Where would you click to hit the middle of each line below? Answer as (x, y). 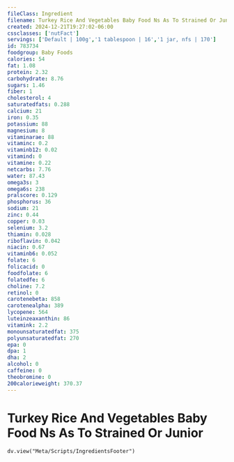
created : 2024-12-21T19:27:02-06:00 (60, 27)
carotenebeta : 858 (34, 299)
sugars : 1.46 (26, 85)
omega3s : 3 (23, 182)
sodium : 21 (23, 209)
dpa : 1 (17, 351)
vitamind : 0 (24, 157)
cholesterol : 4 (29, 98)
